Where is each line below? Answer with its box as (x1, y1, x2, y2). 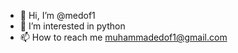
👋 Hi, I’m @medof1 (19, 10, 96, 21)
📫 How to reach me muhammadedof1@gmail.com (19, 31, 228, 43)
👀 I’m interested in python (19, 20, 126, 32)
